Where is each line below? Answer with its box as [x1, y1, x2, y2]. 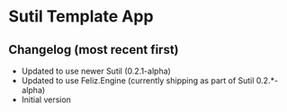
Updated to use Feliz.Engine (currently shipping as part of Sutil [21, 75, 255, 86]
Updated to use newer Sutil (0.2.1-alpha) [21, 65, 172, 76]
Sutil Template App [8, 6, 154, 27]
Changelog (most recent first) [8, 42, 179, 57]
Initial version [21, 94, 71, 105]
